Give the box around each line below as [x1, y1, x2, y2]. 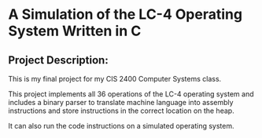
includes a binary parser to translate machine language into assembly [8, 98, 234, 107]
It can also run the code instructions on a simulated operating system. [8, 122, 234, 130]
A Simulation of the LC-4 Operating [8, 5, 242, 24]
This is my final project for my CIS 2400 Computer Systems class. [8, 74, 222, 83]
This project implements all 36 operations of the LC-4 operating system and [8, 89, 254, 99]
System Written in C [8, 22, 142, 40]
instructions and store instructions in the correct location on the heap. [8, 106, 234, 115]
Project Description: [8, 53, 109, 67]
